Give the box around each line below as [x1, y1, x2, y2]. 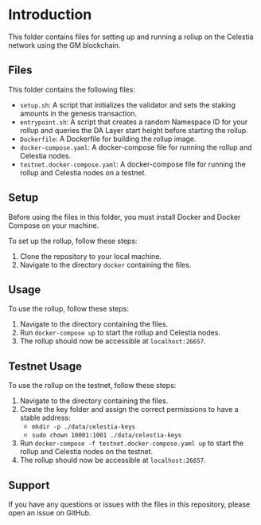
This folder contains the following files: [8, 84, 135, 94]
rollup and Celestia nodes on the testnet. [19, 447, 154, 456]
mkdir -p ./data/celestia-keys [31, 423, 136, 431]
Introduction [8, 6, 92, 24]
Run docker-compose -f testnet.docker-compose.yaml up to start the [19, 438, 244, 448]
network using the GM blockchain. [8, 40, 121, 49]
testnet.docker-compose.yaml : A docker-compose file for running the [19, 159, 247, 169]
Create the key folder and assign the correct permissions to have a [19, 405, 239, 414]
